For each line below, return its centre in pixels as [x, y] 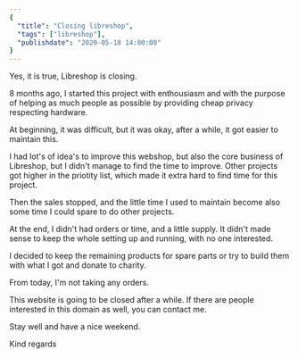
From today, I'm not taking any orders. [79, 283]
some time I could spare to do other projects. [92, 212]
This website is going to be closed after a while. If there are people [132, 300]
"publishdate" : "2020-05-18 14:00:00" [90, 42]
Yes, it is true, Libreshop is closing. [73, 76]
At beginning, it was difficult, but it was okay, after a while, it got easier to [144, 129]
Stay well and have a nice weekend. [75, 327]
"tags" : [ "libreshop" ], [61, 34]
